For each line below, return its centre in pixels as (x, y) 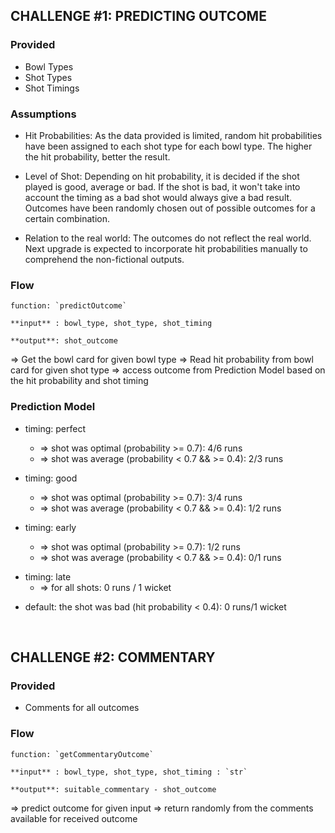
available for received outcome (74, 818)
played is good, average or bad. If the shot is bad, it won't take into (162, 186)
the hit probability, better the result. (97, 156)
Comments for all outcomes (82, 708)
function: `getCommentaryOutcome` (82, 754)
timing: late (48, 576)
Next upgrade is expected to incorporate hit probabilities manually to (166, 248)
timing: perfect (55, 428)
